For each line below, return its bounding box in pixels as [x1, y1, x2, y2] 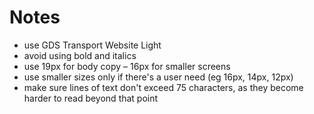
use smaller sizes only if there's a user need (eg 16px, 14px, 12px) [23, 71, 294, 83]
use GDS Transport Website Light [23, 39, 162, 51]
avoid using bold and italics [23, 49, 137, 61]
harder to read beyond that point [23, 92, 159, 104]
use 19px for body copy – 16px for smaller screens [23, 60, 231, 72]
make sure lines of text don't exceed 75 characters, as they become [23, 81, 304, 93]
